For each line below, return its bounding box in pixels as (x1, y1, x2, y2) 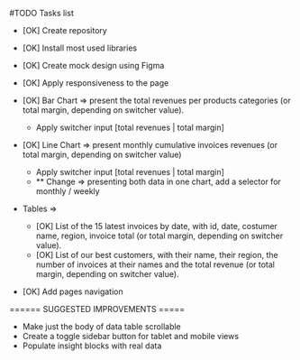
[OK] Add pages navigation (22, 286, 123, 297)
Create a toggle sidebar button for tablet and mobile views (22, 331, 240, 341)
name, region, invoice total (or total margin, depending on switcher (35, 230, 284, 241)
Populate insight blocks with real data (22, 340, 162, 351)
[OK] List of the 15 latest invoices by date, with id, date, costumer (35, 221, 277, 231)
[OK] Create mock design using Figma (22, 60, 165, 70)
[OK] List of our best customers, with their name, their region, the (35, 250, 278, 260)
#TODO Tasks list (9, 8, 74, 18)
